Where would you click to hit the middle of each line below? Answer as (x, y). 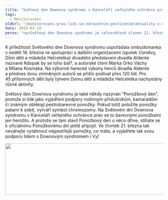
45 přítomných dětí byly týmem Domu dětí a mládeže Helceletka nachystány (84, 79)
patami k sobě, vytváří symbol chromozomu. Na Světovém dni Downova (79, 110)
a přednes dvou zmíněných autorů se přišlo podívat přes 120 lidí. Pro (76, 74)
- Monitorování (25, 19)
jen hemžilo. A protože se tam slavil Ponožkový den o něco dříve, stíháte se (83, 120)
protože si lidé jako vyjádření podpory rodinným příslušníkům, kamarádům (81, 99)
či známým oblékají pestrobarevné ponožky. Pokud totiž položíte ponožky (81, 104)
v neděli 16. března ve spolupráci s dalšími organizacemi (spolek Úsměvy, (81, 52)
